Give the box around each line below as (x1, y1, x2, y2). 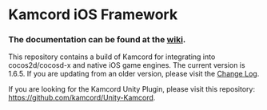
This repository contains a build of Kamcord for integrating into (8, 52, 216, 61)
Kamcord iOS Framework (8, 6, 178, 24)
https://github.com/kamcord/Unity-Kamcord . (8, 93, 156, 103)
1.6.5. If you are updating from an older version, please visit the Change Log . (8, 69, 260, 79)
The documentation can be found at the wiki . (8, 34, 186, 45)
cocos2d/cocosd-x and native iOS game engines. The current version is (8, 61, 245, 70)
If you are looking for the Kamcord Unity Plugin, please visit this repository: (8, 84, 256, 94)
